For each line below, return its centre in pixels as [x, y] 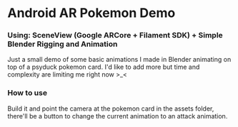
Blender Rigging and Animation [63, 44]
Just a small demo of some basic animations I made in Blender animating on [119, 60]
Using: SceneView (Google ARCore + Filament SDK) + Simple [115, 35]
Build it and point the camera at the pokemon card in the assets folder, [111, 109]
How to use [28, 93]
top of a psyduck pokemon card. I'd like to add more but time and [104, 67]
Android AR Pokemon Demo [91, 13]
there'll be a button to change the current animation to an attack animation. [118, 116]
